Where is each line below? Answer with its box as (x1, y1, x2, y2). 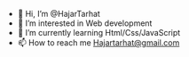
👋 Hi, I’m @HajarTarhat (17, 9, 100, 19)
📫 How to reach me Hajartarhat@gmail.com (17, 37, 180, 48)
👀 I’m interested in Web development (17, 18, 153, 28)
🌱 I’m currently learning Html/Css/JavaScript (17, 28, 181, 37)
